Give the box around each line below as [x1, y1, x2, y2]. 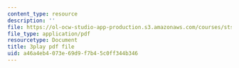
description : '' [7, 17, 55, 24]
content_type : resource [7, 10, 78, 18]
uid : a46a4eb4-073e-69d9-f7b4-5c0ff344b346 [7, 50, 139, 57]
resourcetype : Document [7, 37, 78, 44]
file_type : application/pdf [7, 30, 91, 38]
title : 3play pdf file [7, 43, 75, 50]
